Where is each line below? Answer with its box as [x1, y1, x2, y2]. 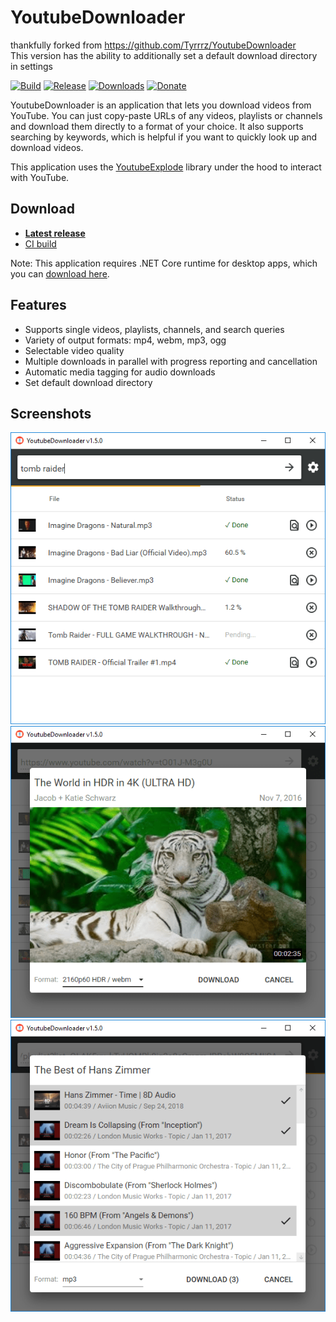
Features [10, 297, 67, 314]
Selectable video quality [24, 344, 125, 356]
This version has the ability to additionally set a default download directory [10, 49, 318, 61]
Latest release [24, 227, 86, 239]
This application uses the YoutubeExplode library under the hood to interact [10, 161, 322, 173]
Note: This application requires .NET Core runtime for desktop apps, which [10, 257, 318, 269]
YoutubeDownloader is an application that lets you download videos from [10, 99, 312, 111]
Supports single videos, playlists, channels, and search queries [24, 323, 285, 335]
